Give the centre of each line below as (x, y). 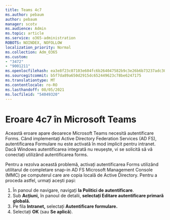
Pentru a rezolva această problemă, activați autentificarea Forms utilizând (82, 164)
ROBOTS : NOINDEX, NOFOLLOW (34, 43)
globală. (21, 201)
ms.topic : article (25, 33)
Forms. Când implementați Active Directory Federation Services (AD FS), (81, 139)
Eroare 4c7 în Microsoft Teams (71, 119)
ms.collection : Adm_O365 (31, 52)
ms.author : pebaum (25, 15)
